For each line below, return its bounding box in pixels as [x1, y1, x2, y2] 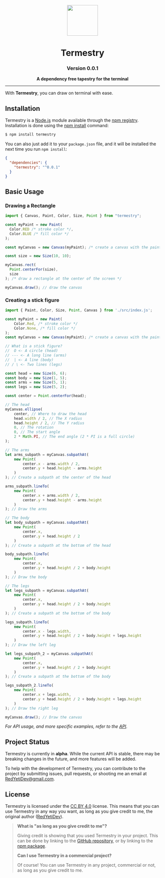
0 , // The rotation [14, 425, 54, 430]
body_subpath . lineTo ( [5, 552, 50, 557]
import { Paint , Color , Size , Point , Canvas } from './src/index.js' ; [5, 308, 153, 313]
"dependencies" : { [9, 160, 48, 165]
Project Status [5, 738, 50, 746]
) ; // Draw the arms [5, 506, 48, 512]
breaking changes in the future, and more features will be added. [5, 756, 137, 762]
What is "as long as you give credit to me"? [17, 823, 107, 829]
